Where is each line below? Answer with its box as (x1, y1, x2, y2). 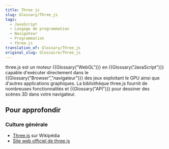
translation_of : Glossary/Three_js (5, 45, 81, 50)
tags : (5, 17, 17, 22)
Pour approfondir (5, 105, 61, 114)
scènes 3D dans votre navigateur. (5, 91, 76, 97)
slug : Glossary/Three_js (5, 12, 58, 17)
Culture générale (5, 121, 48, 128)
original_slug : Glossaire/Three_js (5, 50, 81, 55)
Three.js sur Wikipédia (12, 133, 60, 139)
